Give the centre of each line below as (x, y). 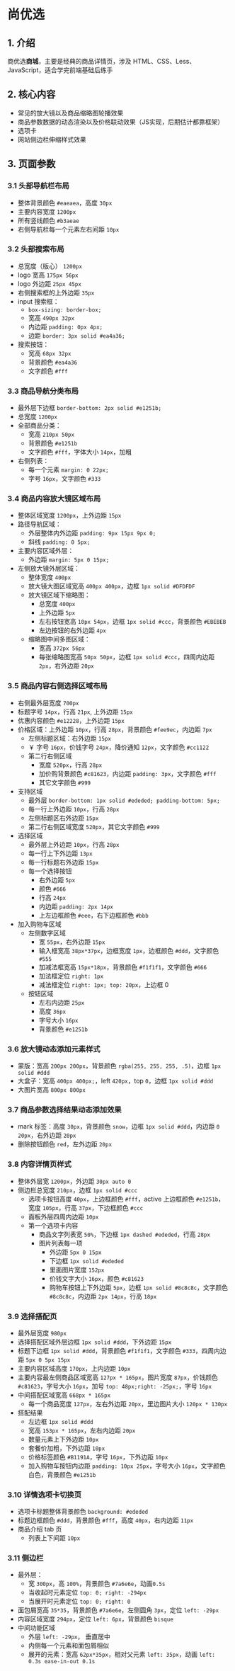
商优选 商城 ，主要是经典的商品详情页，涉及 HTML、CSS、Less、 (102, 61)
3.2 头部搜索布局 (36, 249)
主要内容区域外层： (46, 551)
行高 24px (52, 897)
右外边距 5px (57, 879)
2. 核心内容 (31, 95)
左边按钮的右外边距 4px (72, 630)
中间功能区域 (36, 1628)
